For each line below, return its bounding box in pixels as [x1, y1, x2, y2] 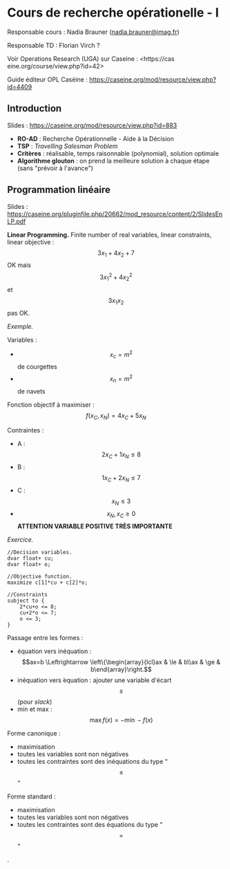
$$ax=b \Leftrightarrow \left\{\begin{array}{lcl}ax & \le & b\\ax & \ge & [21, 657, 221, 666]
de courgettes [17, 363, 57, 371]
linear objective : [7, 237, 55, 246]
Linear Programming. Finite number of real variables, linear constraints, [7, 230, 212, 239]
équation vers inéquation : [17, 647, 92, 655]
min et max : [17, 704, 53, 713]
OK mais [7, 261, 31, 269]
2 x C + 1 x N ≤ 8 [101, 450, 142, 461]
